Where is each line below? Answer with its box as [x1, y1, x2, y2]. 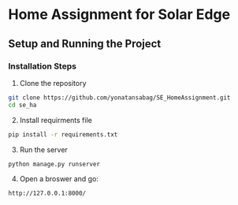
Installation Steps [8, 61, 77, 72]
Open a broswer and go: [19, 174, 99, 184]
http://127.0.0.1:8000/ [8, 189, 87, 198]
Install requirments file [19, 115, 92, 125]
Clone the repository [19, 78, 87, 88]
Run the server [19, 144, 69, 155]
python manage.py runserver [8, 160, 101, 168]
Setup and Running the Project [8, 37, 162, 50]
